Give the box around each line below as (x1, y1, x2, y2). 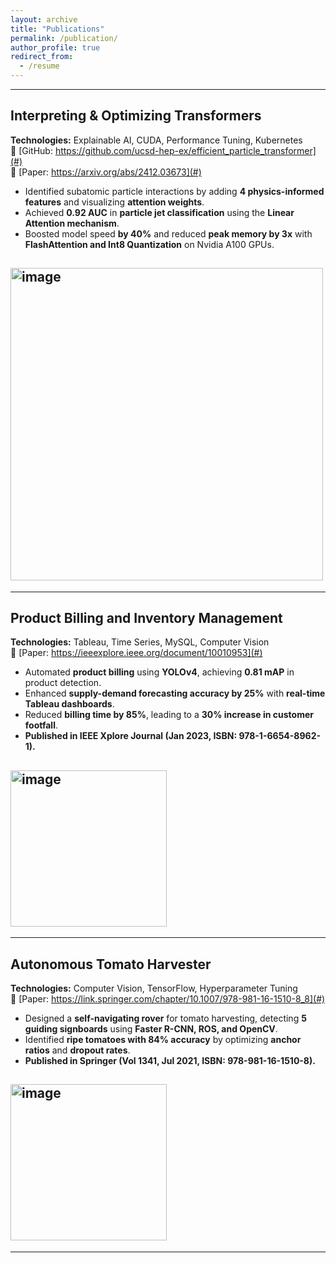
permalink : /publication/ (10, 33, 118, 43)
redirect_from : (10, 52, 74, 62)
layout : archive (10, 14, 78, 25)
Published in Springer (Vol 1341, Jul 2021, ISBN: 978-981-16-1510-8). (24, 1055, 316, 1067)
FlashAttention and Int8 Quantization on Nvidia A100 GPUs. (24, 238, 275, 250)
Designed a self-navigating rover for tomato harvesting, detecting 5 (24, 1012, 307, 1025)
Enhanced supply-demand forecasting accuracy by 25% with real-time (24, 687, 326, 700)
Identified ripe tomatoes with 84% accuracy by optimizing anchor (24, 1034, 302, 1046)
